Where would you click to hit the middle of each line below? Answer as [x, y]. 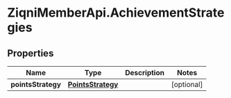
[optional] [187, 84]
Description [145, 73]
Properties [31, 53]
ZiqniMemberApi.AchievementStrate [116, 13]
